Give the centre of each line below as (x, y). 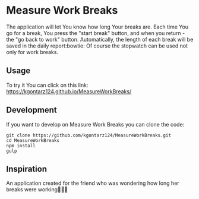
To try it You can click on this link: (47, 85)
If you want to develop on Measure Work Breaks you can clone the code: (95, 124)
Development (32, 110)
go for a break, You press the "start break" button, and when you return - (96, 33)
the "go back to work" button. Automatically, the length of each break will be (100, 39)
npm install (21, 146)
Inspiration (27, 169)
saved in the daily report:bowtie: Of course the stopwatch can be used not (97, 46)
